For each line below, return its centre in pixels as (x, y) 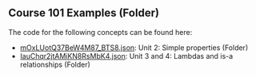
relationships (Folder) (55, 64)
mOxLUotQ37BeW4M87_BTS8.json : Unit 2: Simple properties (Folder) (134, 48)
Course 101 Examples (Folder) (84, 13)
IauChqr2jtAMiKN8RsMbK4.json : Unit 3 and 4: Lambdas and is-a (126, 56)
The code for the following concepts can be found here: (100, 32)
